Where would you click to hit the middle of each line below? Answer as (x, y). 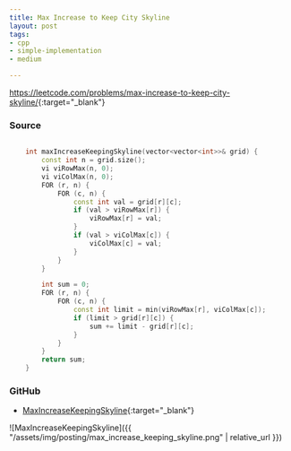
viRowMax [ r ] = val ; (126, 219)
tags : (19, 34)
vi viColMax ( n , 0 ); (78, 177)
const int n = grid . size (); (94, 160)
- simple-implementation (56, 51)
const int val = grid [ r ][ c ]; (127, 202)
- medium (26, 59)
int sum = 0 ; (66, 285)
